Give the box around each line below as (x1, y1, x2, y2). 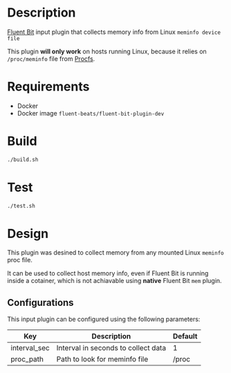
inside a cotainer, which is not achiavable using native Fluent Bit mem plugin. (7, 277, 223, 285)
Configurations (7, 296, 74, 309)
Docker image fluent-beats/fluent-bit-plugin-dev (17, 109, 165, 117)
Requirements (7, 79, 90, 95)
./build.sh (7, 156, 39, 163)
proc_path (10, 354, 44, 364)
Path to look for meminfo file (56, 354, 149, 364)
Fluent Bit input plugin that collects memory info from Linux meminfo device (7, 28, 221, 36)
